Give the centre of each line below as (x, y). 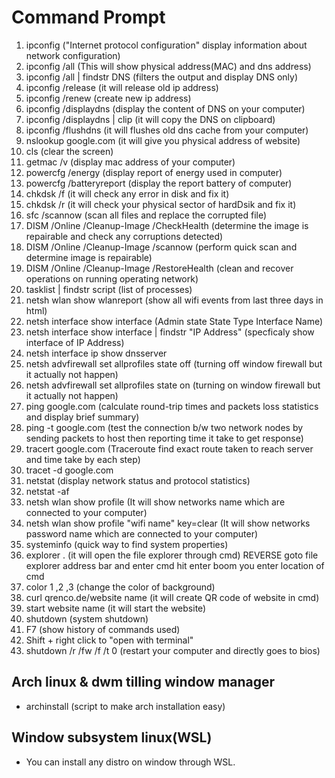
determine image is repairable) (89, 257)
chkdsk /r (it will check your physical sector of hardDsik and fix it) (161, 204)
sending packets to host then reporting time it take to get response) (164, 438)
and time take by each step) (83, 459)
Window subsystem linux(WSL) (112, 737)
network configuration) (73, 55)
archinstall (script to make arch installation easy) (125, 706)
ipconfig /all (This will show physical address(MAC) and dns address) (168, 66)
